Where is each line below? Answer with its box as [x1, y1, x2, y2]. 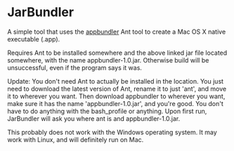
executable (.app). [7, 34, 60, 43]
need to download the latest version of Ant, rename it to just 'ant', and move [7, 84, 227, 93]
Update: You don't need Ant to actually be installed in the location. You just [7, 77, 223, 85]
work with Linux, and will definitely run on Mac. [7, 135, 144, 144]
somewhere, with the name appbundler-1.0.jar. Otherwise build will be [7, 55, 209, 64]
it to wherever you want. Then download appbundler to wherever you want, [7, 92, 226, 100]
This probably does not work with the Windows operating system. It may [7, 128, 218, 136]
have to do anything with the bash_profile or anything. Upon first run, [7, 107, 207, 115]
